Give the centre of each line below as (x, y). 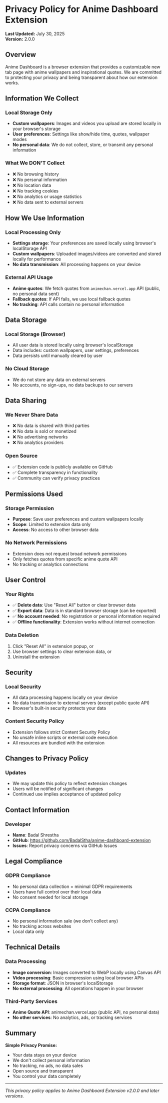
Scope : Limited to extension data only (51, 524)
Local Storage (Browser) (35, 334)
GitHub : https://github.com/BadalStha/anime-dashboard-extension (81, 840)
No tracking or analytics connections (50, 564)
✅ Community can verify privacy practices (56, 478)
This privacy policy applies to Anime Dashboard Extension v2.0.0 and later (82, 1090)
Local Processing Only (33, 232)
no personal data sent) (36, 293)
